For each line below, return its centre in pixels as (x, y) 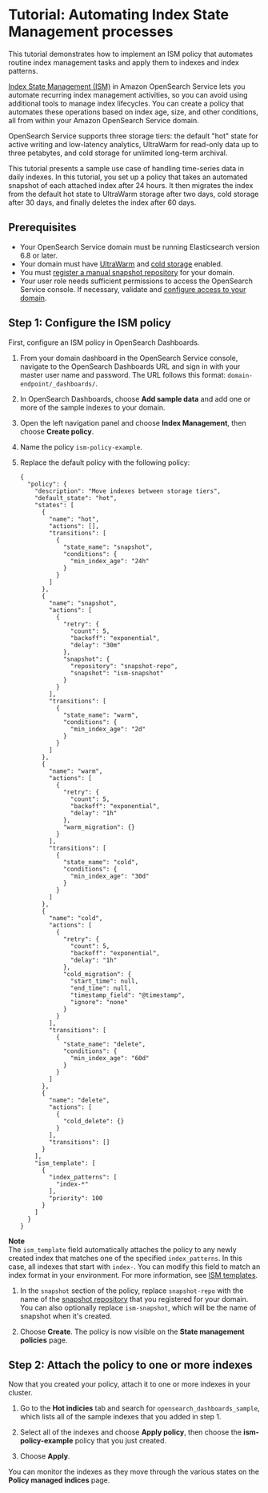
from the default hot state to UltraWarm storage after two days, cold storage (134, 194)
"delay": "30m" (96, 645)
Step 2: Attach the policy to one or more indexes (131, 1365)
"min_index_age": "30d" (110, 876)
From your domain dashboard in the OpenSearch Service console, (129, 358)
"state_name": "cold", (101, 862)
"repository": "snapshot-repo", (124, 666)
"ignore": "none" (99, 1002)
